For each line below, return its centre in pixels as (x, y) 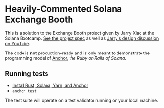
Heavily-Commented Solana (64, 9)
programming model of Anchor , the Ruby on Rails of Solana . (66, 58)
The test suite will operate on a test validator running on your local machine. (82, 100)
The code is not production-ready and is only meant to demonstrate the (78, 53)
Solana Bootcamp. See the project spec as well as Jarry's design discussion (82, 38)
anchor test (24, 91)
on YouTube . (18, 43)
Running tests (27, 74)
